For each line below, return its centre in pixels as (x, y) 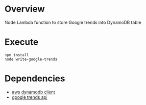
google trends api (29, 97)
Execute (22, 42)
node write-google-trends (31, 59)
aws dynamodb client (33, 92)
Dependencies (35, 79)
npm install (17, 55)
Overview (25, 9)
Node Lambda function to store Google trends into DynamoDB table (73, 22)
